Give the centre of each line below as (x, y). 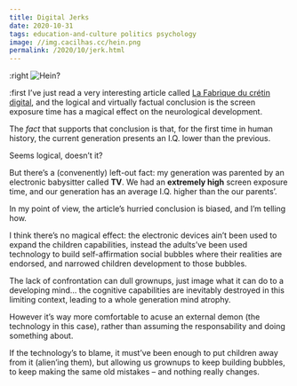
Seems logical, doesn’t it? (56, 155)
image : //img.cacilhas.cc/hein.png (75, 42)
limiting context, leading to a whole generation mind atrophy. (120, 300)
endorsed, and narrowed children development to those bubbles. (128, 264)
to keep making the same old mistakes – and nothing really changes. (134, 372)
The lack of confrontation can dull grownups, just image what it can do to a (147, 281)
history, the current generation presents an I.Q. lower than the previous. (140, 138)
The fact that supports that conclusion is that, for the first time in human (141, 129)
